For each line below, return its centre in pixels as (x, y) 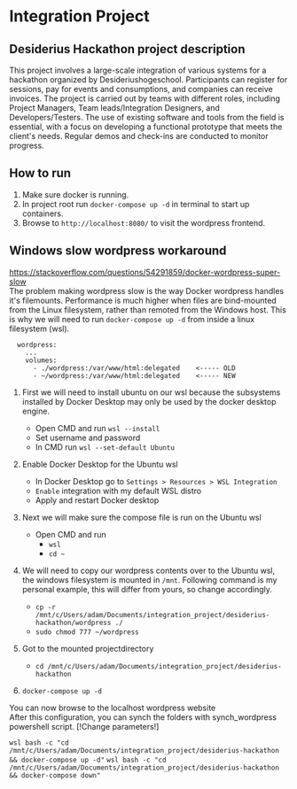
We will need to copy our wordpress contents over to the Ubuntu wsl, (148, 570)
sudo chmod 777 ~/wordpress (87, 632)
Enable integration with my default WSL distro (118, 491)
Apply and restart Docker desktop (97, 500)
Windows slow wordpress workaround (118, 251)
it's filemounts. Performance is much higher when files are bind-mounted (143, 300)
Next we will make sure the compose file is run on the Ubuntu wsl (141, 517)
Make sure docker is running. (75, 194)
